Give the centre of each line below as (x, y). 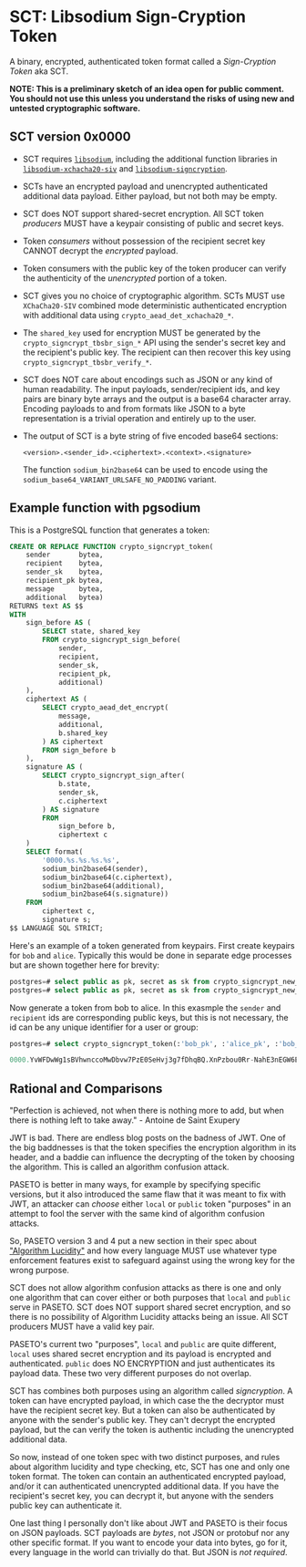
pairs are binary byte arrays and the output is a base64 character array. (157, 399)
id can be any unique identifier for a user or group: (104, 1027)
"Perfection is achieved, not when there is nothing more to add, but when (147, 1111)
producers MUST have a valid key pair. (82, 1327)
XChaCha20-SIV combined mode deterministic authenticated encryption (154, 305)
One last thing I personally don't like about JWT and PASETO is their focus (149, 1523)
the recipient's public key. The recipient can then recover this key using (157, 352)
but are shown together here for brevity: (85, 965)
